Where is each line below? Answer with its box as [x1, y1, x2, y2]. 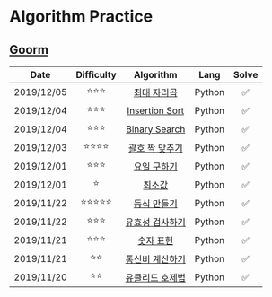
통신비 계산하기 [125, 253, 187, 266]
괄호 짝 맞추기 [127, 142, 183, 154]
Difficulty [75, 69, 117, 81]
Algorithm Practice [9, 6, 154, 27]
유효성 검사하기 [125, 215, 187, 228]
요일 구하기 [133, 160, 178, 172]
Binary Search [125, 123, 186, 135]
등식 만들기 [133, 197, 178, 210]
